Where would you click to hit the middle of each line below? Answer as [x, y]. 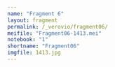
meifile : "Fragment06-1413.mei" [54, 33]
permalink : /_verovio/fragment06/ [58, 27]
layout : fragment [33, 20]
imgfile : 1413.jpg [34, 53]
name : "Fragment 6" [36, 14]
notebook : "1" [28, 40]
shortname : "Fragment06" [43, 46]
